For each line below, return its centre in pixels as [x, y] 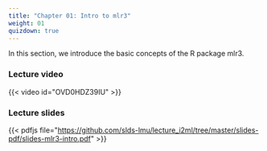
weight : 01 [27, 23]
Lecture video [36, 75]
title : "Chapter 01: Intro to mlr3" [70, 16]
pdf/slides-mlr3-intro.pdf [49, 138]
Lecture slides [37, 112]
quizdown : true [34, 31]
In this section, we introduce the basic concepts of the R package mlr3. [126, 54]
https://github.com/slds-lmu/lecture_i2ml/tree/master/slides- [158, 130]
